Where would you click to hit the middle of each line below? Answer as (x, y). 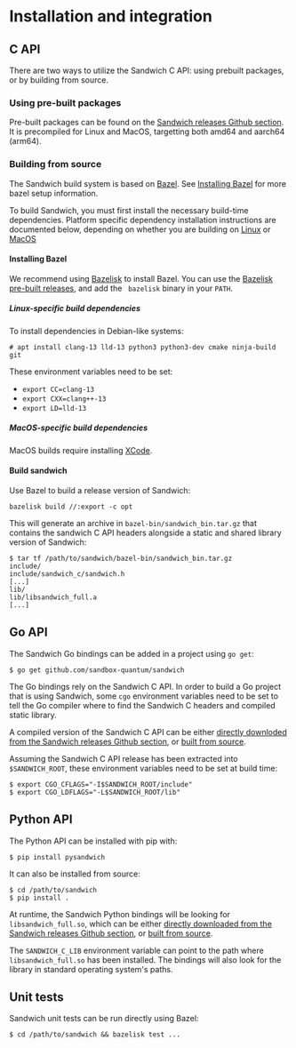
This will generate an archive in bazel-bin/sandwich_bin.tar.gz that (133, 523)
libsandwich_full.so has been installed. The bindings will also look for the (145, 960)
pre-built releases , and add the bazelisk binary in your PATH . (121, 288)
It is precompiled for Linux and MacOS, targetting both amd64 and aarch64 (147, 132)
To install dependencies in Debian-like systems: (96, 331)
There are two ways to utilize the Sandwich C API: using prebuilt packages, (147, 70)
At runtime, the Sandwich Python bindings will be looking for (120, 914)
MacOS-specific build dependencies (79, 428)
